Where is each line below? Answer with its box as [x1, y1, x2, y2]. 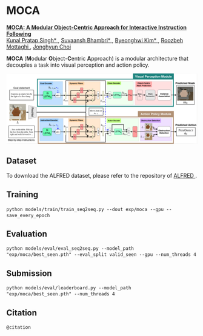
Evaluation [6, 229, 47, 239]
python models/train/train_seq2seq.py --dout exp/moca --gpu [6, 206, 164, 212]
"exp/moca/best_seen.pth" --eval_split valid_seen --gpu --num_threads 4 [6, 252, 197, 258]
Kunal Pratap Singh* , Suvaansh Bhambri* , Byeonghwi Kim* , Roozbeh [6, 36, 184, 44]
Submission [6, 268, 53, 278]
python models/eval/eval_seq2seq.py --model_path [6, 246, 135, 252]
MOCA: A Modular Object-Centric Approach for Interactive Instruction [6, 24, 187, 31]
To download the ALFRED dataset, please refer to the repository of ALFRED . [6, 172, 197, 179]
